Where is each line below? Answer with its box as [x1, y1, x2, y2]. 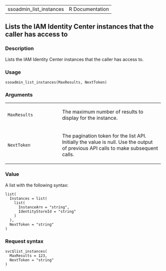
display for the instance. [62, 115, 118, 122]
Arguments [5, 91, 33, 98]
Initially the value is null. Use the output [62, 138, 153, 145]
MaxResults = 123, [9, 253, 48, 258]
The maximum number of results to [62, 108, 143, 115]
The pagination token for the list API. [62, 133, 147, 139]
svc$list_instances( [5, 249, 48, 254]
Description [5, 45, 34, 52]
